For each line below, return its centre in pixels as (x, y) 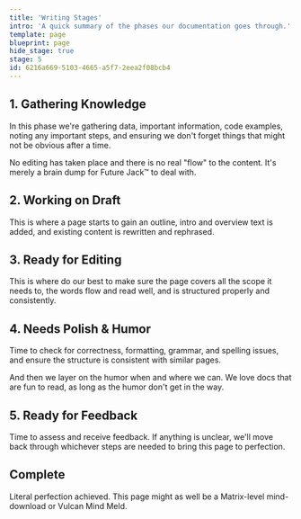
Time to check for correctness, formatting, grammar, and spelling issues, (144, 351)
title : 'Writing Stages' (56, 18)
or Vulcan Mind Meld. (88, 506)
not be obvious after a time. (60, 145)
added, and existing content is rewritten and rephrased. (112, 231)
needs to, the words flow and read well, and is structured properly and (140, 291)
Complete (37, 474)
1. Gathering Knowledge (78, 104)
